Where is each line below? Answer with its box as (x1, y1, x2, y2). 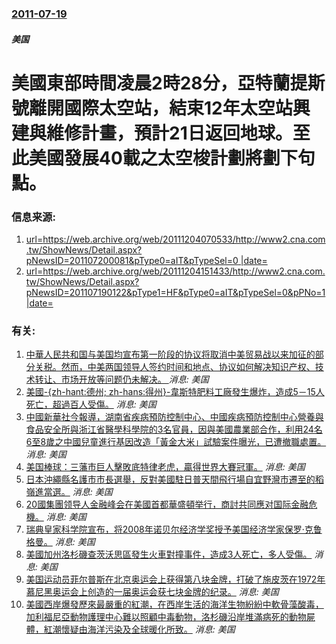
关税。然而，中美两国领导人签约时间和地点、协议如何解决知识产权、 (34, 361, 316, 373)
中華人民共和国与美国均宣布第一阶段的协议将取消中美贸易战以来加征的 (25, 348, 316, 361)
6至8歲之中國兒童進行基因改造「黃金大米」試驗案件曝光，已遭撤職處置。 (25, 436, 327, 448)
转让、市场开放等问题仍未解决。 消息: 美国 (34, 373, 209, 386)
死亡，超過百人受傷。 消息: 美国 (25, 398, 157, 411)
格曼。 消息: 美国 (25, 536, 96, 548)
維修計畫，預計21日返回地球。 (46, 122, 293, 144)
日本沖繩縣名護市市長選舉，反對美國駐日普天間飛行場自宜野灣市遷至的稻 (25, 473, 324, 486)
